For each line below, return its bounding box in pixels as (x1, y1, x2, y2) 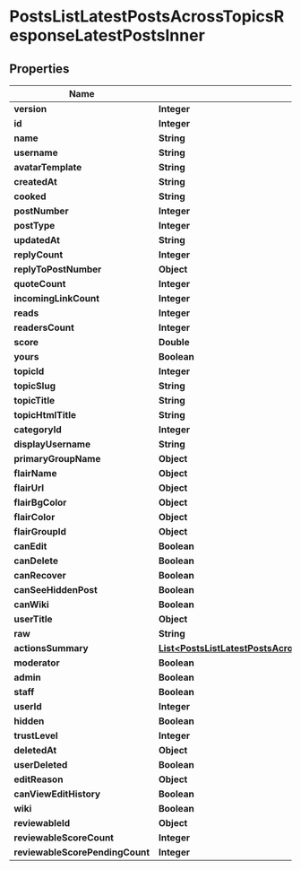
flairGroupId (13, 526, 67, 537)
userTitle (13, 613, 53, 625)
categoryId (13, 423, 63, 436)
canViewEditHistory (13, 787, 101, 800)
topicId (13, 365, 45, 378)
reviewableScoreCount (13, 831, 115, 844)
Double (158, 336, 190, 348)
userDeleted (13, 759, 68, 770)
